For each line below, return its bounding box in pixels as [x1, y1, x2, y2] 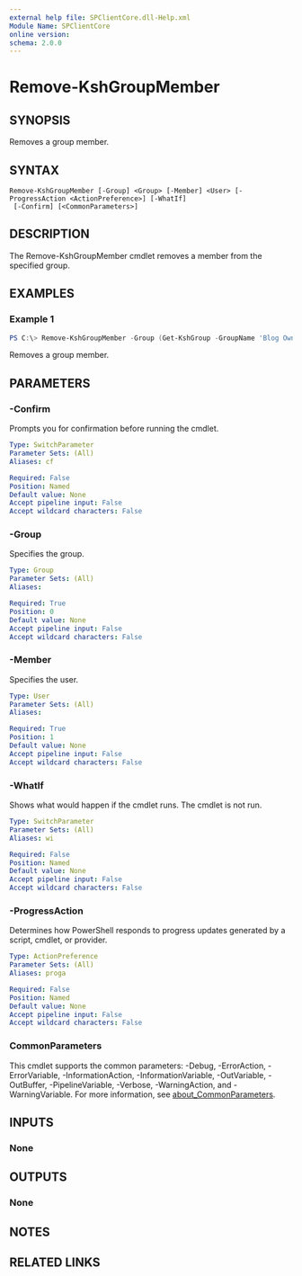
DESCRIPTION [9, 227, 90, 242]
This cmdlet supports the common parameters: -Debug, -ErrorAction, [9, 1060, 267, 1071]
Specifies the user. [9, 674, 79, 684]
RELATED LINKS [9, 1255, 101, 1271]
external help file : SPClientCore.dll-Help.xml [9, 13, 191, 22]
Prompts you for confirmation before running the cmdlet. [9, 424, 219, 434]
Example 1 [9, 313, 55, 326]
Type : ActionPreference [9, 952, 99, 961]
